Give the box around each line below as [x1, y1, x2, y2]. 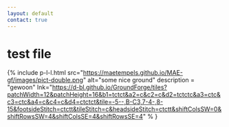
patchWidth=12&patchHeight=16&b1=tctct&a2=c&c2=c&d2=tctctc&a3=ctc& [7, 91, 221, 99]
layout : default [7, 10, 54, 17]
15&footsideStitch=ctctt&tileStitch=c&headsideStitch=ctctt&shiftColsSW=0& [7, 105, 222, 113]
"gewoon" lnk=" [7, 83, 53, 91]
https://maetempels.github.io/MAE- [83, 69, 184, 77]
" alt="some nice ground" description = [83, 76, 195, 84]
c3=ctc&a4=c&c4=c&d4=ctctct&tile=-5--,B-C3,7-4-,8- [7, 97, 164, 106]
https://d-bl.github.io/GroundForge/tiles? [52, 83, 167, 91]
